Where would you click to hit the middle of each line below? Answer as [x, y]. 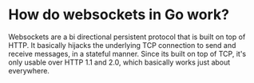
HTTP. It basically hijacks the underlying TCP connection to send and [122, 45]
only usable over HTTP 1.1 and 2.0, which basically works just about [119, 62]
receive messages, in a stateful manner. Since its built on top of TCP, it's [127, 53]
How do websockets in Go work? [119, 15]
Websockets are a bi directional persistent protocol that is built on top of [127, 37]
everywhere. [29, 70]
